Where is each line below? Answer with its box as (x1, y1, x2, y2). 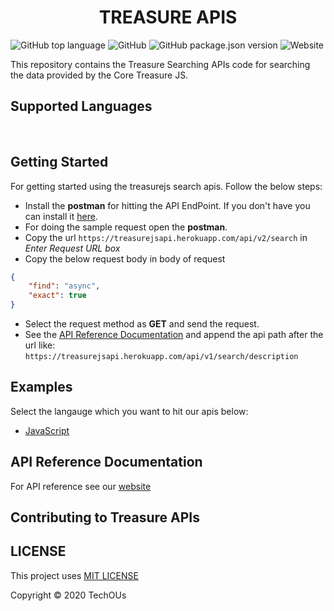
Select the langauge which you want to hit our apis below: (10, 405, 249, 417)
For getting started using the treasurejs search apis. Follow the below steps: (10, 180, 323, 192)
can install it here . (24, 210, 98, 222)
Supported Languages (10, 98, 153, 115)
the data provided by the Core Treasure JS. (10, 69, 189, 81)
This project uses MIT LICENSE (10, 569, 139, 581)
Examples (10, 379, 73, 396)
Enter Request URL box (24, 242, 121, 254)
